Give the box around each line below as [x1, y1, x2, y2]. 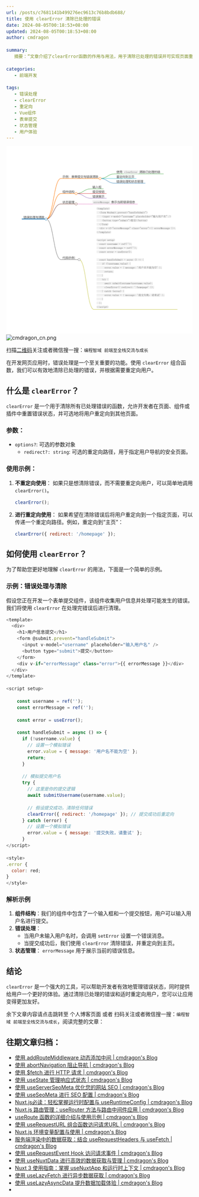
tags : [6, 85, 20, 91]
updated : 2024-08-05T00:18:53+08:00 [6, 29, 97, 34]
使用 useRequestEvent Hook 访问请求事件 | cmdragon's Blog [14, 1149, 163, 1157]
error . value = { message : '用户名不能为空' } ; [27, 748, 138, 755]
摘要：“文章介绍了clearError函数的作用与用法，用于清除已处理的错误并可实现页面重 [14, 54, 194, 59]
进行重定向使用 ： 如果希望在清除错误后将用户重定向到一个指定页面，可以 [14, 511, 193, 518]
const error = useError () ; [17, 717, 84, 723]
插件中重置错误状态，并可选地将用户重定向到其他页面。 [6, 410, 141, 417]
